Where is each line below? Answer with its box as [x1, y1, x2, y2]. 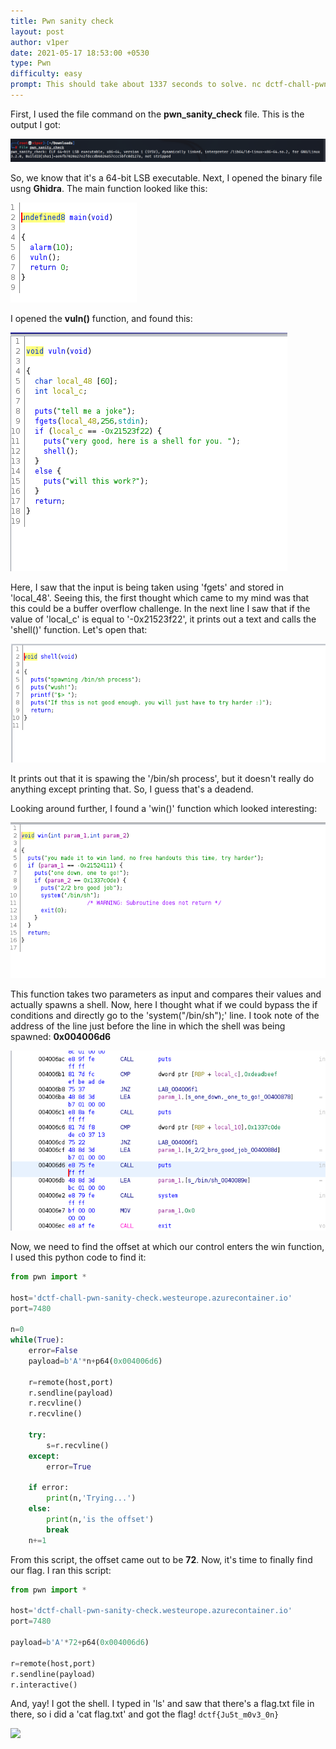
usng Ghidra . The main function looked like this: [10, 182, 208, 194]
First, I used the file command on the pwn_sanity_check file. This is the [10, 108, 305, 120]
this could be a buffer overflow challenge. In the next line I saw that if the [10, 602, 311, 614]
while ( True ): [10, 1335, 65, 1345]
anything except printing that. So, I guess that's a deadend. [10, 783, 254, 795]
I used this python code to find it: [10, 1251, 147, 1263]
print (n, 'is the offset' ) [46, 1515, 155, 1525]
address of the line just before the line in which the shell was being [10, 1020, 286, 1032]
